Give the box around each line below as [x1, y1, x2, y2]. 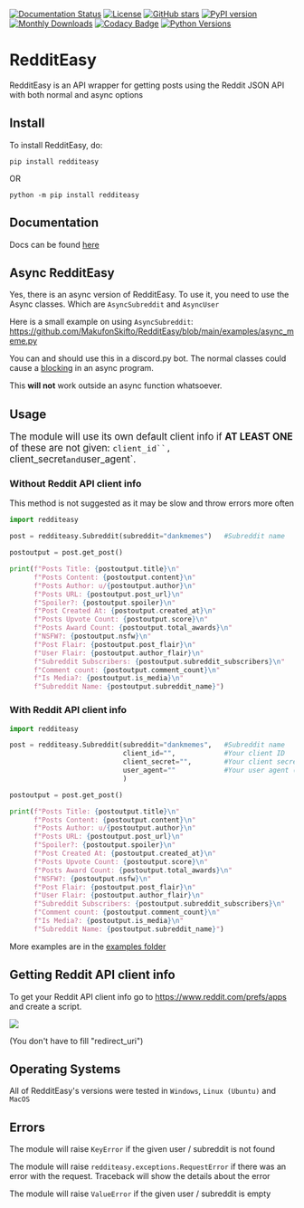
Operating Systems [9, 1061, 121, 1077]
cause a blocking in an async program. [9, 363, 154, 374]
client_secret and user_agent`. [9, 453, 137, 466]
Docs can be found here [9, 239, 100, 250]
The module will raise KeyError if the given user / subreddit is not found [9, 1144, 276, 1155]
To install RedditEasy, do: [9, 139, 103, 150]
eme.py [9, 336, 38, 347]
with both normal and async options [9, 89, 143, 100]
